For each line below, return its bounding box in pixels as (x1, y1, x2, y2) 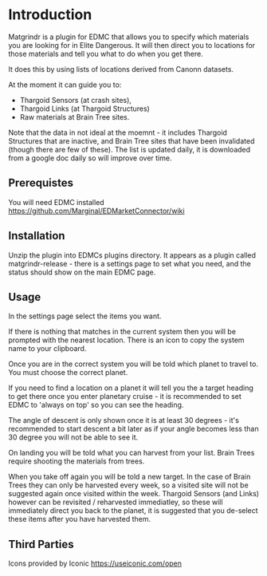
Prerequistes (8, 176, 74, 190)
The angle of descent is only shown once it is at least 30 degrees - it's (8, 416, 239, 425)
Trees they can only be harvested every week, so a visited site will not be (8, 480, 249, 490)
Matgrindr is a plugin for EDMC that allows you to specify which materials (8, 32, 249, 41)
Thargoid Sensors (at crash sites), (19, 95, 132, 105)
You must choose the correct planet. (8, 368, 128, 377)
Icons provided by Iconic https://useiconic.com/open (8, 558, 182, 568)
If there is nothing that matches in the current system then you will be (8, 327, 237, 337)
